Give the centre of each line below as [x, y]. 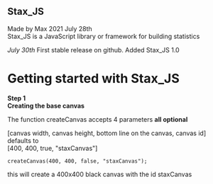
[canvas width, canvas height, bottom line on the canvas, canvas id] [107, 133]
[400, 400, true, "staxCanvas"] [53, 148]
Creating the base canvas [46, 105]
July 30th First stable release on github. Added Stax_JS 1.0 [93, 50]
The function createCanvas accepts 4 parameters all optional [98, 119]
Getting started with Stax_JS [93, 79]
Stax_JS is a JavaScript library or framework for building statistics [104, 36]
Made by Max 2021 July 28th [50, 28]
